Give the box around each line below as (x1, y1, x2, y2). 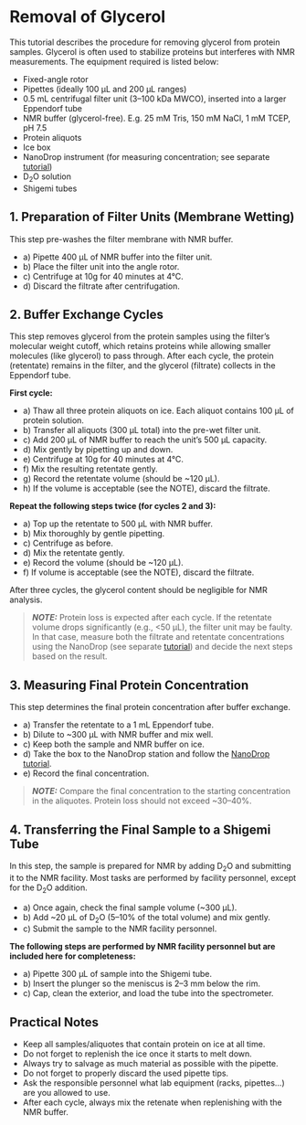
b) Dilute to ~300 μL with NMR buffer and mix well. (22, 729, 214, 740)
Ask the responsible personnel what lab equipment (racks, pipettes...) (22, 1077, 285, 1088)
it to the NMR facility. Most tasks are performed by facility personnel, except (9, 872, 297, 883)
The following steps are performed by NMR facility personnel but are (9, 941, 276, 952)
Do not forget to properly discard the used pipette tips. (22, 1067, 229, 1079)
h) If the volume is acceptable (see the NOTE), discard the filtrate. (22, 483, 271, 494)
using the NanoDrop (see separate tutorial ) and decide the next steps (31, 642, 293, 653)
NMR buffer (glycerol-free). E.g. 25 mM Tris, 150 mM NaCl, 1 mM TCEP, (22, 112, 290, 123)
